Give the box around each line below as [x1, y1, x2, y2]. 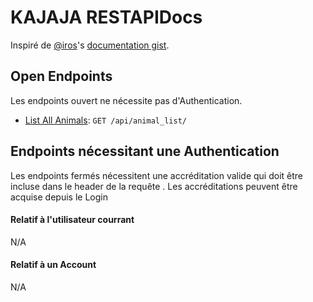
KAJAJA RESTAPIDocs [10, 6, 203, 29]
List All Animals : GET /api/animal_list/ [24, 114, 187, 126]
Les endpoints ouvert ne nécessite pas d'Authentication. [10, 94, 243, 106]
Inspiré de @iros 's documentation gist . [10, 39, 170, 51]
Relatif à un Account [10, 259, 97, 271]
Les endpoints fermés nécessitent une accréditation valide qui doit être [10, 169, 304, 181]
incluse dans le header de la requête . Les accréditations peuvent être [10, 180, 298, 192]
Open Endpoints [10, 68, 113, 85]
